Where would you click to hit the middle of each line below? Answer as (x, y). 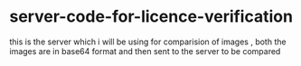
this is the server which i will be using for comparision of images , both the (148, 42)
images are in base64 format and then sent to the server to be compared (145, 51)
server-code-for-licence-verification (151, 17)
